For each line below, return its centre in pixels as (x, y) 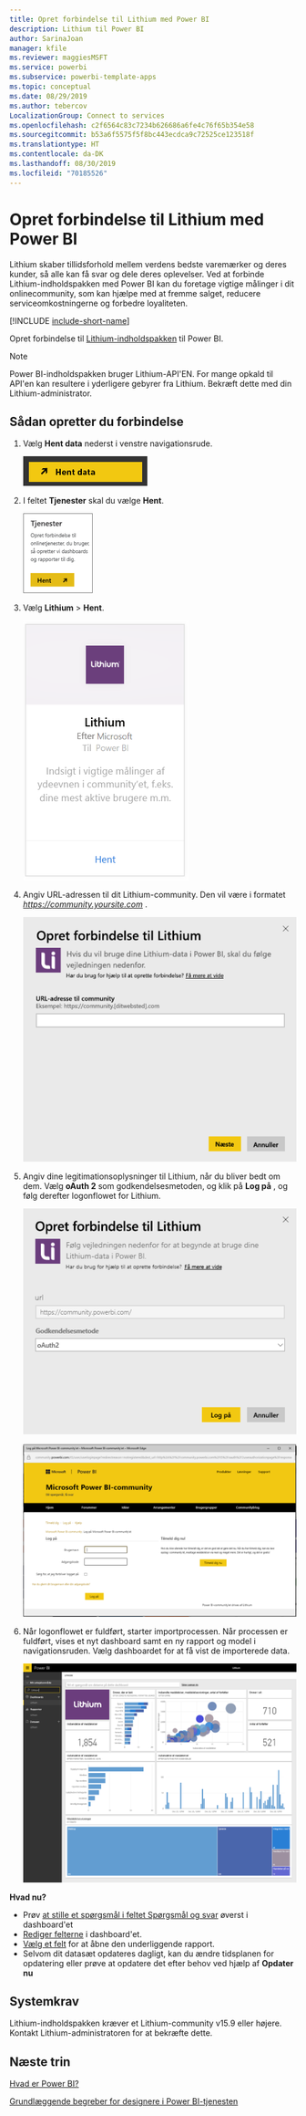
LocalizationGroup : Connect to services (87, 115)
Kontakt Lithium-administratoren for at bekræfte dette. (111, 2033)
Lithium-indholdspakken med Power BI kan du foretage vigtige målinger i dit (152, 284)
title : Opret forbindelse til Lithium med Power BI (109, 19)
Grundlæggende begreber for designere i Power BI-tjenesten (124, 2101)
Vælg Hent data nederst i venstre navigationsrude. (117, 443)
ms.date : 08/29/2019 (49, 96)
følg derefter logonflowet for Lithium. (92, 1196)
